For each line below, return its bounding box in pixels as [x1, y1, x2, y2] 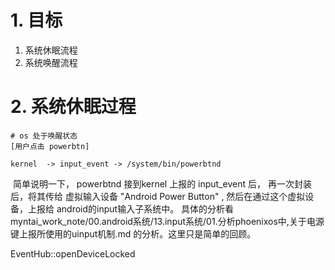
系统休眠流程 [24, 44, 78, 56]
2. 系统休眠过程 [10, 96, 137, 118]
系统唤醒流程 [24, 56, 78, 68]
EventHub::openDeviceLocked [10, 247, 136, 260]
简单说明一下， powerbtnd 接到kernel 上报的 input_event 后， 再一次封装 [12, 177, 312, 190]
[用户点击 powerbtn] [10, 141, 90, 151]
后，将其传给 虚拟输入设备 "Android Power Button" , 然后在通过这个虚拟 [10, 190, 306, 202]
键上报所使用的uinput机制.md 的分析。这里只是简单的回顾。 [10, 227, 257, 240]
